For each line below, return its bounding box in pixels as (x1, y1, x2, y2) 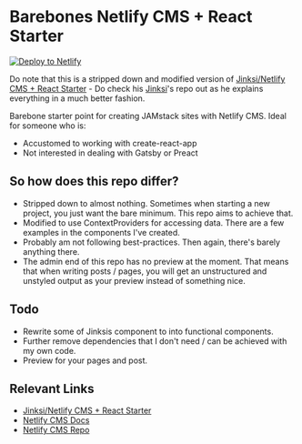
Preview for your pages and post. (22, 355, 148, 366)
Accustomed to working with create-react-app (22, 137, 197, 148)
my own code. (22, 345, 76, 356)
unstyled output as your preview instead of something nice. (22, 275, 246, 286)
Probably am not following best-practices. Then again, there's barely (22, 237, 280, 247)
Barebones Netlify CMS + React (9, 6, 253, 27)
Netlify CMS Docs (22, 415, 90, 426)
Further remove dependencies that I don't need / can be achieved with (22, 335, 287, 347)
